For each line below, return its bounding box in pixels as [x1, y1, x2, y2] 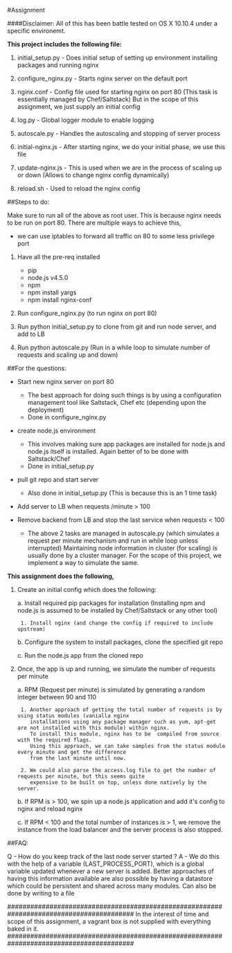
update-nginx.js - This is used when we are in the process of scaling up [17, 164, 222, 172]
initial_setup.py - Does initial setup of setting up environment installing [17, 53, 218, 62]
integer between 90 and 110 [17, 693, 97, 701]
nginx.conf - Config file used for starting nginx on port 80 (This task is [17, 88, 218, 96]
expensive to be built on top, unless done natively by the [30, 779, 207, 786]
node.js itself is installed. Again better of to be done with [27, 447, 189, 455]
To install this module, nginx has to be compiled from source [30, 731, 220, 737]
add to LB [17, 330, 45, 338]
